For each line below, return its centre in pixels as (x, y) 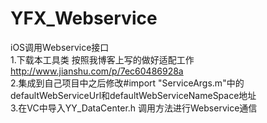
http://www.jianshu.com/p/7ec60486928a (97, 71)
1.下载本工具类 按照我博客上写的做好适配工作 (102, 59)
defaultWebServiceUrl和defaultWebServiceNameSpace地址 (133, 95)
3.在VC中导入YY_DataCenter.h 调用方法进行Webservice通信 (134, 108)
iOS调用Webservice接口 (60, 47)
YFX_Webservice (84, 18)
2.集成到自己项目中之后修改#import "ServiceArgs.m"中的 (127, 83)
